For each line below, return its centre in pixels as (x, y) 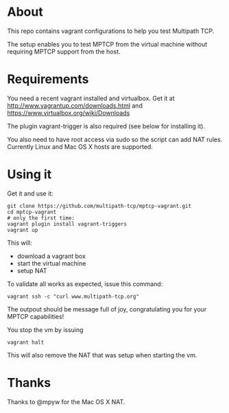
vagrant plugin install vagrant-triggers (67, 224)
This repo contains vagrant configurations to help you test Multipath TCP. (111, 31)
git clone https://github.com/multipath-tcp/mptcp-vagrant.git (99, 206)
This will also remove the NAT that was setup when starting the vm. (102, 355)
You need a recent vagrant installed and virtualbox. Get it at (91, 98)
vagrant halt (26, 342)
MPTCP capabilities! (36, 316)
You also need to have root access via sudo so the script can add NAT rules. (115, 139)
